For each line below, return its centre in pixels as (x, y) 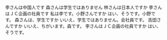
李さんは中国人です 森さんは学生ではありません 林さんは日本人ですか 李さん (84, 7)
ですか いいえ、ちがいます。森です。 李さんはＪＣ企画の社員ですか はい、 (85, 26)
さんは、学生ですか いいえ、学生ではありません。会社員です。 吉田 (88, 20)
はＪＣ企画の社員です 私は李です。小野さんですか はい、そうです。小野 (78, 13)
